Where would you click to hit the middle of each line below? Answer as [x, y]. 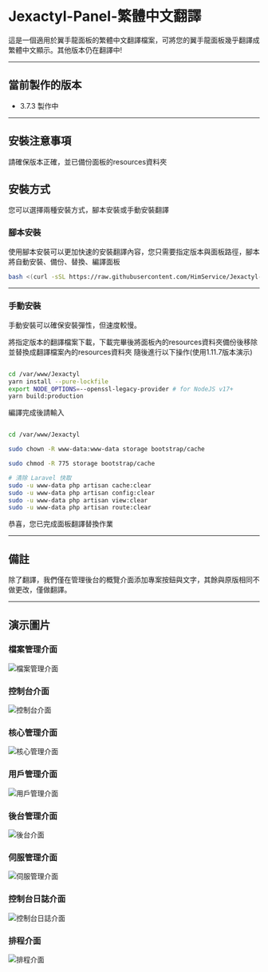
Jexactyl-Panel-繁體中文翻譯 [105, 16]
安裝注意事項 [40, 141]
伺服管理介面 [33, 857]
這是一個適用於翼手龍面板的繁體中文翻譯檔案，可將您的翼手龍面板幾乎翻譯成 [134, 40]
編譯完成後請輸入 [36, 413]
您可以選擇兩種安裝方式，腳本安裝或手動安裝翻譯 [89, 210]
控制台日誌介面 [37, 899]
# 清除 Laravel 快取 [40, 478]
